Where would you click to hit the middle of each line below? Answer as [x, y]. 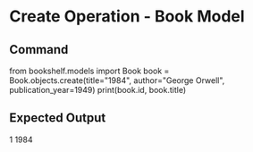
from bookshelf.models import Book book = [89, 71]
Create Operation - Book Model [127, 17]
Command [39, 50]
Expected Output [58, 118]
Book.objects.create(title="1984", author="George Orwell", [117, 80]
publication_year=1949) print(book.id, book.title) [98, 90]
